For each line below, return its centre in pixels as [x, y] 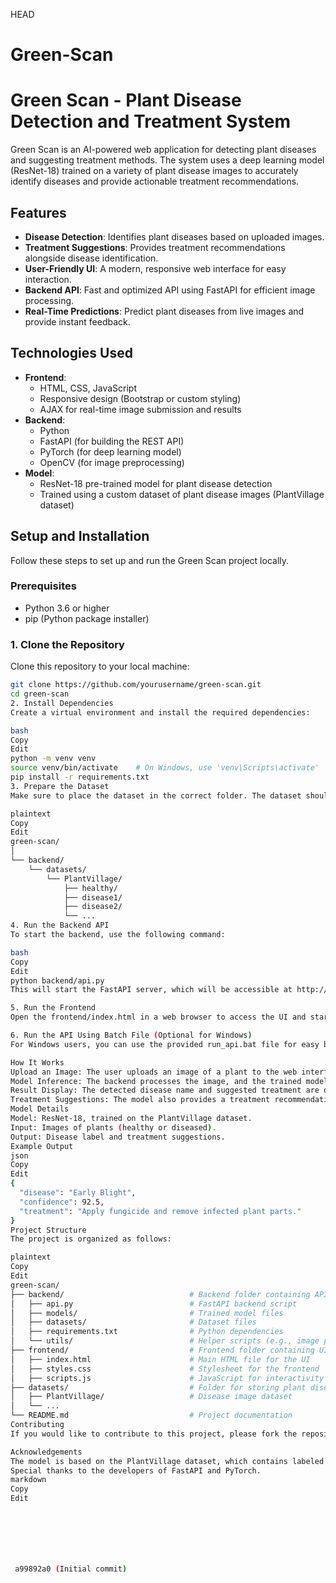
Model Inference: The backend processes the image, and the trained [156, 1081]
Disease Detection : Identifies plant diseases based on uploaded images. [174, 236]
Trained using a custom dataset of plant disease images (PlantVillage [182, 494]
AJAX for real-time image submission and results [140, 409]
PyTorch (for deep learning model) [110, 451]
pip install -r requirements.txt [80, 777]
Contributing [37, 1425]
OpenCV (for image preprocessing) [112, 462]
